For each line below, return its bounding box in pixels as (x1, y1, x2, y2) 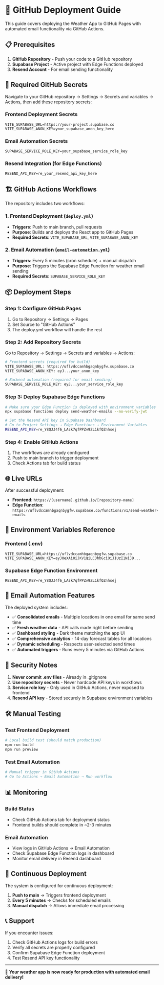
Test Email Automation (5, 758, 60, 765)
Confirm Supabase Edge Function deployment (12, 949, 105, 956)
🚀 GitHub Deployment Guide (5, 4, 121, 16)
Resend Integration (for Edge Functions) (5, 160, 102, 167)
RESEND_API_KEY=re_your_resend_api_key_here (5, 171, 97, 176)
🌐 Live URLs (5, 474, 42, 482)
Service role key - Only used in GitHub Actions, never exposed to (12, 685, 144, 690)
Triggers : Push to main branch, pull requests (12, 224, 102, 229)
